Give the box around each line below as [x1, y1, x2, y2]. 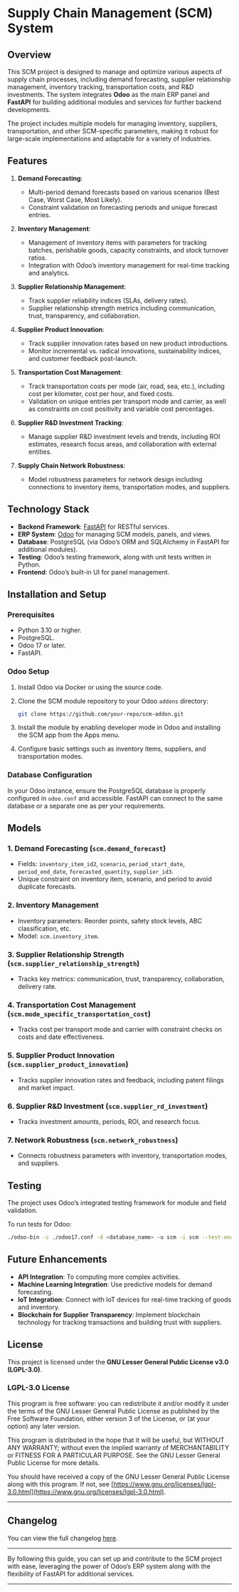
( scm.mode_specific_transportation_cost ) [7, 1008, 152, 1018]
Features [7, 155, 48, 167]
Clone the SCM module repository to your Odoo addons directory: [17, 696, 208, 705]
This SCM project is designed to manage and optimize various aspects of [7, 68, 223, 76]
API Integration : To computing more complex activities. [17, 1272, 181, 1281]
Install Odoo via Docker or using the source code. [17, 683, 164, 691]
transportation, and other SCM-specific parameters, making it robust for [7, 127, 219, 135]
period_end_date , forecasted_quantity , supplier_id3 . [17, 867, 174, 876]
